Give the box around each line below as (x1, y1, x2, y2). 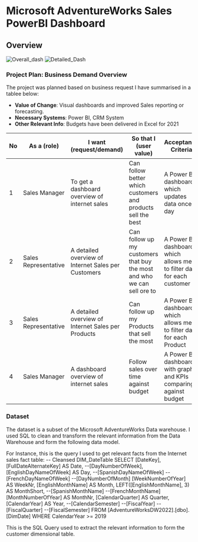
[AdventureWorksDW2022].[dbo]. (107, 506, 190, 513)
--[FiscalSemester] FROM (44, 506, 107, 513)
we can (128, 279, 149, 288)
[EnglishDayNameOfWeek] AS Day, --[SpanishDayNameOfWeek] (6, 468, 164, 476)
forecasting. (14, 108, 44, 115)
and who (128, 272, 153, 280)
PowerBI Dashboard (6, 17, 105, 30)
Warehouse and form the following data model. (6, 438, 120, 445)
